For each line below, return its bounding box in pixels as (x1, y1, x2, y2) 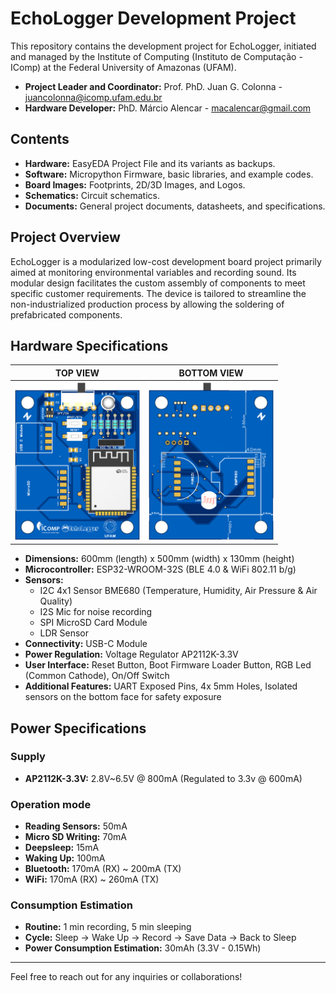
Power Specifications (10, 720, 147, 737)
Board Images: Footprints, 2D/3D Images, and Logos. (24, 178, 246, 191)
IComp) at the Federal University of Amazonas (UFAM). (10, 61, 237, 73)
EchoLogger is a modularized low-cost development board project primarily (10, 255, 322, 267)
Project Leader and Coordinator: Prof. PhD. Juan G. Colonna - (24, 80, 283, 92)
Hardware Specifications (10, 337, 169, 354)
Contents (10, 131, 70, 148)
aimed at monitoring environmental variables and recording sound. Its (10, 266, 297, 278)
